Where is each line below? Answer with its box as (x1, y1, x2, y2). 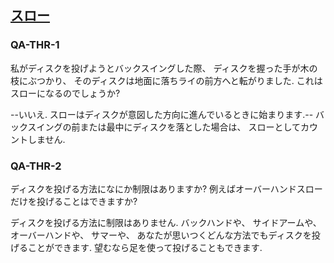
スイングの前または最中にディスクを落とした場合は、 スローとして (27, 121, 302, 133)
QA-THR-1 (10, 38, 60, 52)
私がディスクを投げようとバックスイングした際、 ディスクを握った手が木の (10, 62, 318, 74)
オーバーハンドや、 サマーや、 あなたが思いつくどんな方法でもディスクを (10, 229, 312, 241)
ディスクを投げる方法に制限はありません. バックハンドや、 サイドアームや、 (10, 216, 322, 228)
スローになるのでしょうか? (10, 87, 121, 99)
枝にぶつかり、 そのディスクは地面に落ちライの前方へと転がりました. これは (10, 74, 323, 86)
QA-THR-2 (10, 159, 62, 173)
